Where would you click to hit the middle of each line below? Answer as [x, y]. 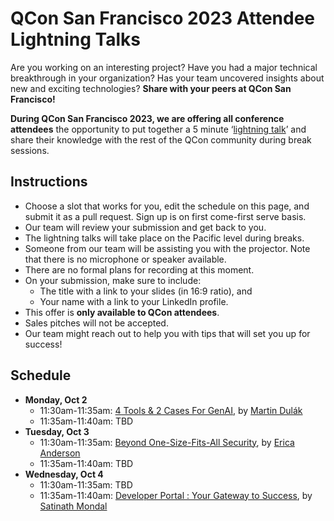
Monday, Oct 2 [56, 399]
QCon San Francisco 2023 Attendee [163, 18]
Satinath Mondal [73, 506]
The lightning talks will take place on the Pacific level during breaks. [164, 238]
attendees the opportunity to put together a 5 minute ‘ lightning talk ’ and [158, 129]
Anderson [60, 453]
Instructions [49, 182]
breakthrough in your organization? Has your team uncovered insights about [167, 78]
